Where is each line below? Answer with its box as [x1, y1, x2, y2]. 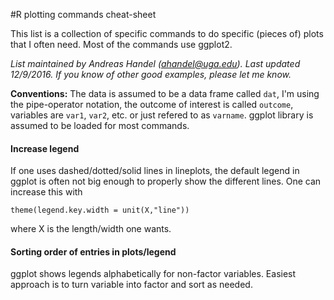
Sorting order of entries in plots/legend [10, 245, 177, 258]
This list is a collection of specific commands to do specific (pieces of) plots [10, 28, 324, 39]
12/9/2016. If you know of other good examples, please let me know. [10, 69, 292, 80]
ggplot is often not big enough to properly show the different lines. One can [10, 175, 322, 188]
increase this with [10, 186, 83, 198]
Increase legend [10, 142, 80, 154]
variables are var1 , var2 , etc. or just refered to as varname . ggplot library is [10, 109, 314, 121]
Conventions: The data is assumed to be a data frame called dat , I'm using [10, 88, 320, 99]
